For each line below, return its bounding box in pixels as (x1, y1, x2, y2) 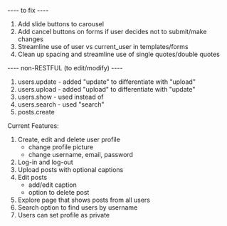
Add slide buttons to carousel (17, 20, 105, 28)
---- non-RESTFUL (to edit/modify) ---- (7, 64, 123, 72)
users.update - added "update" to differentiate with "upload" (17, 77, 196, 86)
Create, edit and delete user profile (17, 135, 121, 144)
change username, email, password (28, 151, 134, 158)
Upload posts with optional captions (17, 166, 124, 173)
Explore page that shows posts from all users (17, 195, 151, 204)
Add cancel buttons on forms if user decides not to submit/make (17, 28, 207, 36)
